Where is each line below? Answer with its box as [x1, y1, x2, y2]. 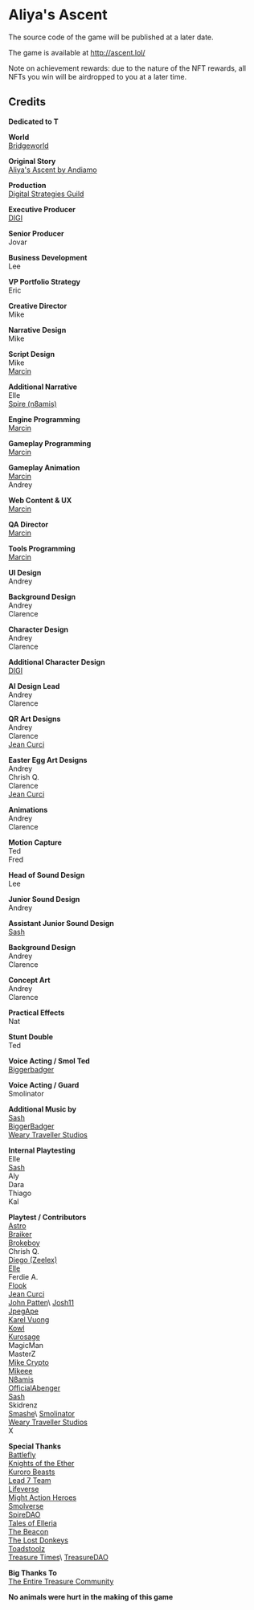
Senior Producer [8, 228, 64, 238]
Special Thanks [8, 1441, 62, 1451]
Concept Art [8, 975, 51, 985]
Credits [8, 95, 47, 109]
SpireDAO [8, 1510, 41, 1519]
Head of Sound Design [8, 870, 85, 879]
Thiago [8, 1188, 32, 1198]
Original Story [8, 156, 56, 166]
